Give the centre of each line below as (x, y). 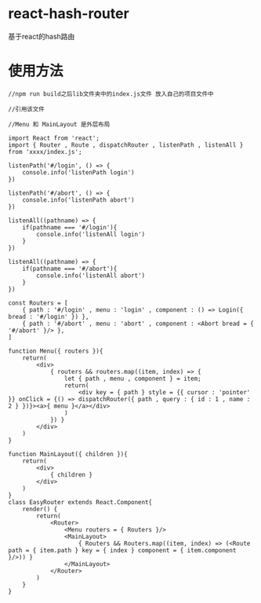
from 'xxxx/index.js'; (45, 152)
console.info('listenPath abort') (78, 200)
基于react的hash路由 (42, 36)
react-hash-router (69, 14)
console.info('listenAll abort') (91, 276)
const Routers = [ (38, 303)
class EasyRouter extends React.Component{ (80, 502)
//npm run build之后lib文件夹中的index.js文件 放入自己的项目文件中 (111, 94)
